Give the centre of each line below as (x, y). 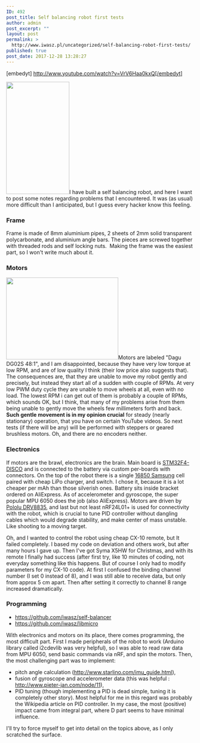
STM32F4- (176, 462)
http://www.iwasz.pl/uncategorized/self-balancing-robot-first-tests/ (101, 46)
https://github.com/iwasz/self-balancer (63, 617)
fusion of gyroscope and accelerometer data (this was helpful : (92, 678)
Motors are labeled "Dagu (150, 357)
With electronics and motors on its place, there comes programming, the (95, 635)
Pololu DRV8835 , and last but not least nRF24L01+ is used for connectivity (98, 507)
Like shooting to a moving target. (47, 526)
